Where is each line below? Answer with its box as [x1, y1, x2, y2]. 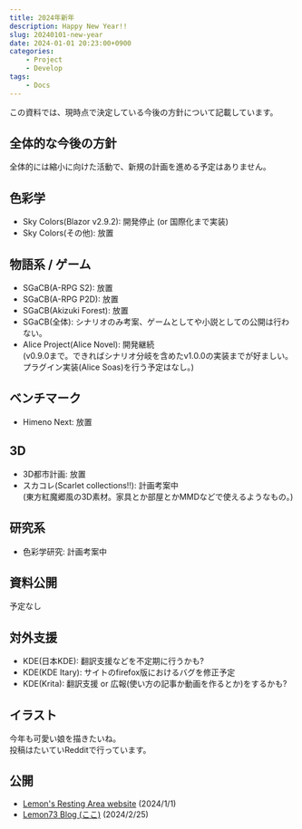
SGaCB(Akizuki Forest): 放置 [22, 305, 129, 316]
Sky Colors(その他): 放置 [22, 227, 114, 238]
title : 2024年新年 [9, 13, 75, 23]
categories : [9, 47, 54, 56]
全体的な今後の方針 [9, 136, 117, 151]
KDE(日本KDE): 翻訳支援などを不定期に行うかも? [22, 656, 204, 667]
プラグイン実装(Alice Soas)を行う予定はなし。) [22, 361, 195, 372]
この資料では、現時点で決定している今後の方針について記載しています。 [9, 106, 278, 118]
